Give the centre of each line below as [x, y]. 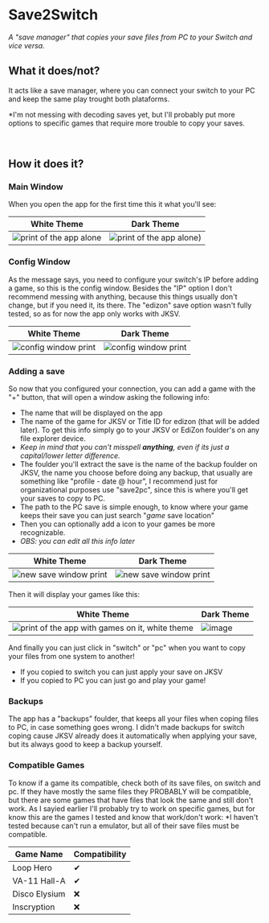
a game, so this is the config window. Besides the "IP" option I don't [120, 288]
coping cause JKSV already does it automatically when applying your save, [132, 736]
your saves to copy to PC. [63, 499]
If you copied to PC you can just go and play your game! [113, 681]
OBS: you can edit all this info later [77, 542]
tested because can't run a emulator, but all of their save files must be [124, 826]
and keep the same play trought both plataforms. [89, 99]
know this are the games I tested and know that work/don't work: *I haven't [133, 817]
